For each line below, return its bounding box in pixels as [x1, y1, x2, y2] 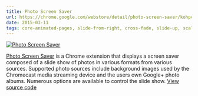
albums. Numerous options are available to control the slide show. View [6, 78, 180, 85]
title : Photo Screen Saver [6, 8, 72, 15]
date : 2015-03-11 [6, 19, 49, 25]
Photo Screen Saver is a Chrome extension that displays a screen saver [6, 52, 180, 59]
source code [6, 84, 37, 91]
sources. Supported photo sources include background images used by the [6, 65, 190, 72]
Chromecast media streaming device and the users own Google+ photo [6, 71, 180, 78]
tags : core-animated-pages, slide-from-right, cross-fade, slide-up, [6, 25, 181, 31]
